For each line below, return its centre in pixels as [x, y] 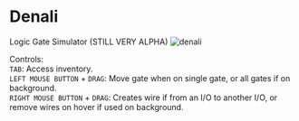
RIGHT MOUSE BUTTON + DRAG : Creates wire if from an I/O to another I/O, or [144, 98]
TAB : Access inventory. [51, 69]
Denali [34, 17]
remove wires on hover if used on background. [96, 107]
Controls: [26, 59]
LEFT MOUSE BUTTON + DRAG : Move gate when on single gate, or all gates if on [150, 78]
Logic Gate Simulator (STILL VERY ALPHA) [89, 42]
